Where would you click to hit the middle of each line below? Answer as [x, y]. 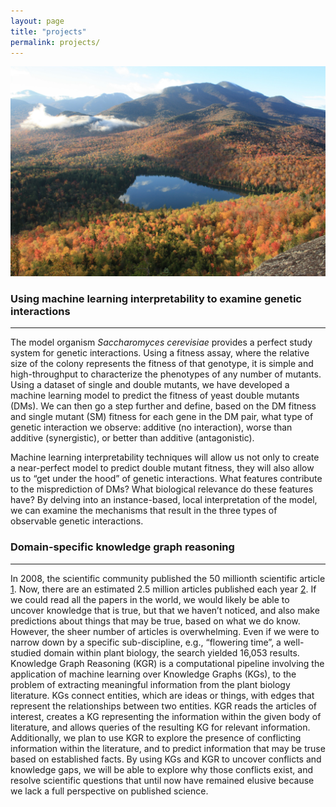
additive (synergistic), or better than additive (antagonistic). [132, 438]
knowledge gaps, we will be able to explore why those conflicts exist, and [161, 769]
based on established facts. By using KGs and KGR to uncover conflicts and [166, 759]
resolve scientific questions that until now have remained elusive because [162, 780]
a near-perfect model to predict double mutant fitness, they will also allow [162, 468]
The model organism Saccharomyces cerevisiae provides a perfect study [161, 342]
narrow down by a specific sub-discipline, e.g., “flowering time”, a [146, 642]
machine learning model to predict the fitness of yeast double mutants [155, 396]
